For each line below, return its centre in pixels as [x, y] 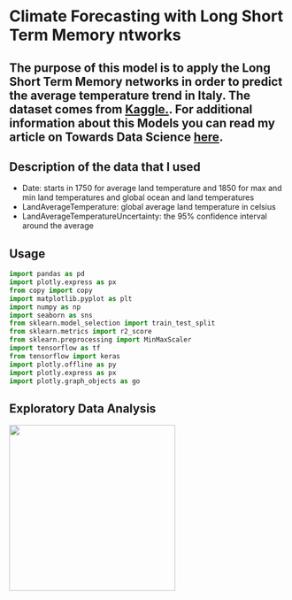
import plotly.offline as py [63, 365]
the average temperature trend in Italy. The [130, 95]
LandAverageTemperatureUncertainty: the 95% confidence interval [144, 216]
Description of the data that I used [105, 167]
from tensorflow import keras [65, 356]
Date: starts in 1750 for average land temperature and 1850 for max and [152, 188]
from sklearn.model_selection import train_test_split [112, 323]
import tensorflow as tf [55, 348]
